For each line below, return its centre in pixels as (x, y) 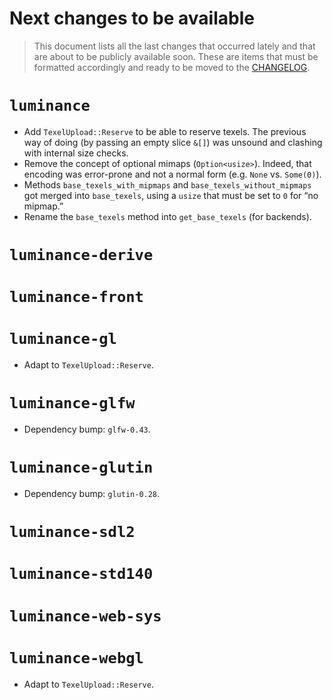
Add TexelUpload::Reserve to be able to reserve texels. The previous (165, 131)
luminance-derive (81, 255)
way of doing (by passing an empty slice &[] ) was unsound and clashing (173, 142)
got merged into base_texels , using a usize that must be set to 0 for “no (171, 195)
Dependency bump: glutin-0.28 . (92, 494)
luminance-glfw (72, 403)
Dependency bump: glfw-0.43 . (87, 429)
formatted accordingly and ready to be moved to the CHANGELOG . (172, 67)
